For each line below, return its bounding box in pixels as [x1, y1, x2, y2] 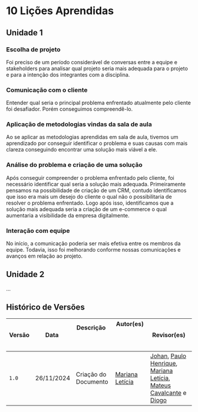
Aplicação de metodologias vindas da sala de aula [6, 120, 152, 128]
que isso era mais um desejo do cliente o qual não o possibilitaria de [6, 193, 172, 200]
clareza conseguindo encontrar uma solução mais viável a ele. [6, 146, 157, 153]
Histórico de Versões [6, 302, 85, 312]
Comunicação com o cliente [6, 85, 88, 94]
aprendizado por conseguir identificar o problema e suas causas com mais [6, 140, 188, 147]
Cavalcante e [150, 388, 187, 397]
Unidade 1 [6, 28, 43, 38]
